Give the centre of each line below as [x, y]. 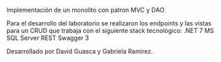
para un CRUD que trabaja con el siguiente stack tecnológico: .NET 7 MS [110, 31]
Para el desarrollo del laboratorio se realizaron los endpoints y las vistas [109, 23]
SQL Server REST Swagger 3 [48, 38]
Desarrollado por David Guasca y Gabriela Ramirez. [80, 51]
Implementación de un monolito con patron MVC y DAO [86, 10]
